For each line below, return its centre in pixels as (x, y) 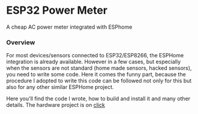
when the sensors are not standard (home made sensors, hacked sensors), (99, 68)
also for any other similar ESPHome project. (60, 87)
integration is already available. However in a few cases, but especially (94, 62)
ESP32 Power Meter (57, 10)
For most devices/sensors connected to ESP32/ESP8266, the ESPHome (95, 56)
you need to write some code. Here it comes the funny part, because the (96, 75)
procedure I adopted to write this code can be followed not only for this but (99, 81)
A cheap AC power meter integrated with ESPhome (69, 27)
